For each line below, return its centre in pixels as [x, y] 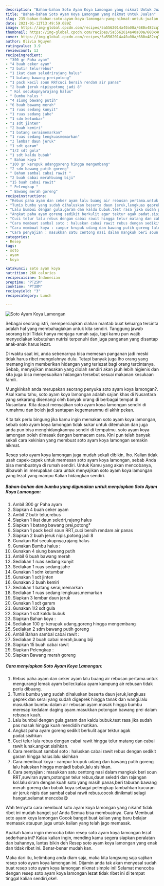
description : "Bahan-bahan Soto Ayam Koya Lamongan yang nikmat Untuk [79, 10]
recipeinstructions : [27, 196]
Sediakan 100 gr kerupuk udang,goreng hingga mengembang [74, 623]
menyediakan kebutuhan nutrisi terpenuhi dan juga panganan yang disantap [82, 339]
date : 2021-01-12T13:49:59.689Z [38, 23]
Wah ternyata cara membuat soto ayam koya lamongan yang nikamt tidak [79, 807]
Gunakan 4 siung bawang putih [44, 551]
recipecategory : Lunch [28, 296]
